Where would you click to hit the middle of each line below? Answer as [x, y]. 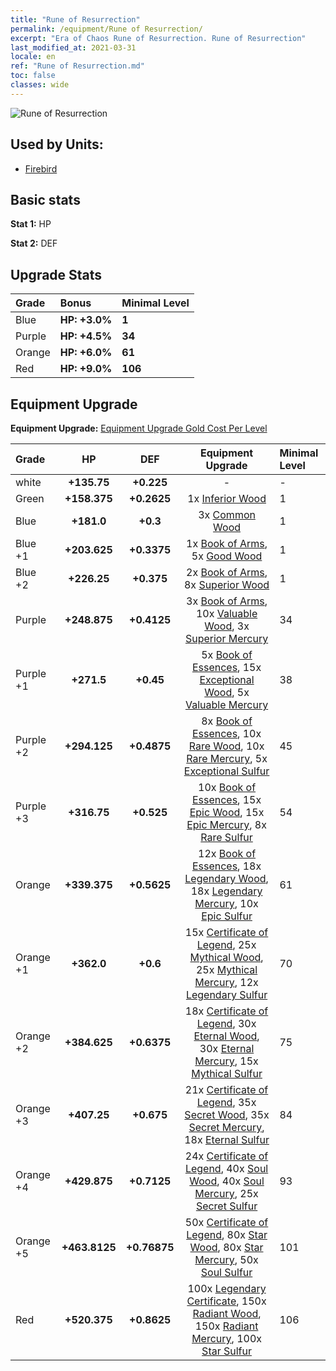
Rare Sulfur [226, 837]
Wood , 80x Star [226, 1247]
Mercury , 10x [226, 903]
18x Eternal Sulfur [227, 1139]
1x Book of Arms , [227, 543]
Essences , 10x [226, 733]
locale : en [33, 57]
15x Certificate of [226, 932]
